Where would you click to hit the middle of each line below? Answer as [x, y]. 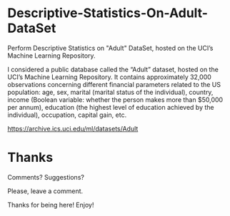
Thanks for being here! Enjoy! [51, 205]
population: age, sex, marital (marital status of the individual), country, [110, 92]
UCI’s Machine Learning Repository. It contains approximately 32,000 [110, 77]
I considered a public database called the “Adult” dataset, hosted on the [113, 69]
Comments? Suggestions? [46, 177]
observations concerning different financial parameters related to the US [114, 84]
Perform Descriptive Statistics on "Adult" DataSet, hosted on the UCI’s [110, 48]
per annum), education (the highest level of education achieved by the [111, 107]
